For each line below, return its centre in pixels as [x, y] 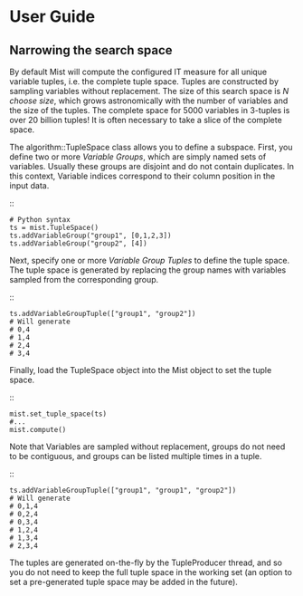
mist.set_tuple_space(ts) [58, 414]
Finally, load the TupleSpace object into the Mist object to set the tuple [141, 370]
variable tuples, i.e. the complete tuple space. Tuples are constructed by [144, 82]
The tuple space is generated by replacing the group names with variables [148, 270]
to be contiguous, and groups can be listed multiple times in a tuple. [136, 456]
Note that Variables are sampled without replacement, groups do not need [147, 447]
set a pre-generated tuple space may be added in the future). [123, 582]
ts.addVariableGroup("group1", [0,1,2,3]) [90, 236]
